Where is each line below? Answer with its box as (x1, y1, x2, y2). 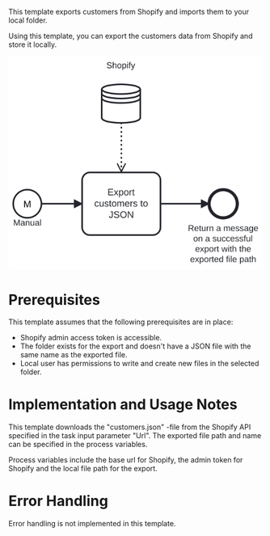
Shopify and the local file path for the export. (8, 464, 158, 474)
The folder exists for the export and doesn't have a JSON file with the (19, 341, 252, 351)
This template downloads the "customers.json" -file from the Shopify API (8, 422, 251, 432)
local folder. (8, 15, 48, 25)
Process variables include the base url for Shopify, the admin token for (8, 455, 243, 465)
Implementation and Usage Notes (8, 395, 238, 414)
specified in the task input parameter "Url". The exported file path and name (8, 431, 262, 441)
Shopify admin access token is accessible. (19, 333, 162, 343)
